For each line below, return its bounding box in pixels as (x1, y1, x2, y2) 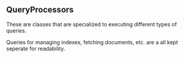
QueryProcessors (6, 5, 74, 15)
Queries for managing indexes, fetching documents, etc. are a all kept (6, 38, 178, 45)
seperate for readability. (6, 45, 65, 52)
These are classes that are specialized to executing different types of (6, 20, 177, 28)
